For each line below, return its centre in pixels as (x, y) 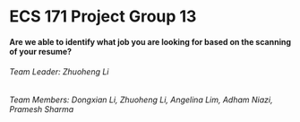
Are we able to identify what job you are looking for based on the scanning (150, 41)
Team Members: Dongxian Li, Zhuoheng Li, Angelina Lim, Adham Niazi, (141, 100)
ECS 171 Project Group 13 (103, 17)
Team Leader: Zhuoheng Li (59, 72)
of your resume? (41, 51)
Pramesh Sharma (42, 109)
